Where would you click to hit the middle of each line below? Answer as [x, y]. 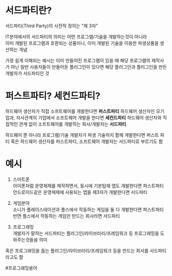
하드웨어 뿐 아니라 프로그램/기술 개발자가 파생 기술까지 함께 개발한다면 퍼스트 [82, 135]
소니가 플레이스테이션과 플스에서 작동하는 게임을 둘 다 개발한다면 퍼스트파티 [88, 209]
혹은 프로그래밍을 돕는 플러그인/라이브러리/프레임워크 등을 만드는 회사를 [77, 250]
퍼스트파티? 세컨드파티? [53, 96]
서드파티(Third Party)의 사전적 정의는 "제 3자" [52, 26]
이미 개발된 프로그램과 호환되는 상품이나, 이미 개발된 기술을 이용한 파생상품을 [82, 43]
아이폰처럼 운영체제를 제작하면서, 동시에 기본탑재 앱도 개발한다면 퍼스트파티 [88, 186]
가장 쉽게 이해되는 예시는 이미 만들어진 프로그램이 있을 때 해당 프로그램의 [78, 60]
